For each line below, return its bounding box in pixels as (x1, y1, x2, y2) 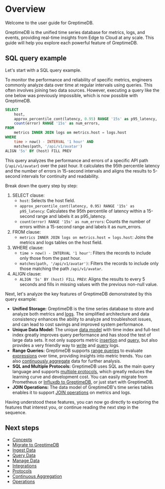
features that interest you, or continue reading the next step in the (5, 404, 139, 410)
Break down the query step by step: (5, 182, 78, 188)
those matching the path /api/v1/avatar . (19, 265, 102, 272)
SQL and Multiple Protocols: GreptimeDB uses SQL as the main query (12, 363, 155, 369)
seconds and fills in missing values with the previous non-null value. (19, 281, 158, 287)
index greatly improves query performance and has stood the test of (12, 332, 151, 338)
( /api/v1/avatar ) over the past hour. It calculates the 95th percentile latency (5, 163, 160, 169)
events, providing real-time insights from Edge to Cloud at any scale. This (5, 35, 154, 40)
